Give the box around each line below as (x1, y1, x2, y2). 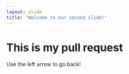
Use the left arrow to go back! (6, 61, 81, 68)
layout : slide (6, 8, 43, 15)
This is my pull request (6, 41, 124, 55)
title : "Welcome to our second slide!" (6, 15, 108, 21)
